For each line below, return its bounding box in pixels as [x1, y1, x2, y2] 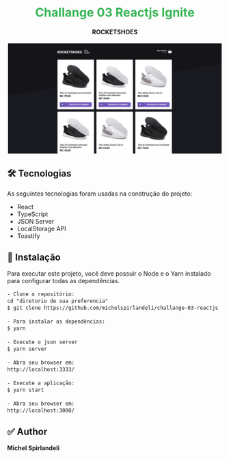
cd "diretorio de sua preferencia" [7, 298, 109, 305]
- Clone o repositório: [7, 291, 75, 298]
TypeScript [16, 210, 49, 218]
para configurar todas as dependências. [7, 277, 120, 285]
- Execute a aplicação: [7, 380, 75, 387]
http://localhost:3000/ [7, 407, 75, 415]
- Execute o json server [7, 339, 78, 346]
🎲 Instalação [7, 251, 61, 263]
